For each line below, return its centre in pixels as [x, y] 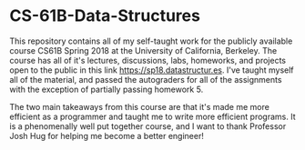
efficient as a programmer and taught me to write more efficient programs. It [152, 116]
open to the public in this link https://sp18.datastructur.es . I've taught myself [152, 70]
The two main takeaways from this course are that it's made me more [140, 106]
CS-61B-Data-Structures [105, 16]
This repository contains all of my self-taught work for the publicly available [151, 41]
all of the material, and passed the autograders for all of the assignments [146, 79]
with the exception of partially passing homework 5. [107, 89]
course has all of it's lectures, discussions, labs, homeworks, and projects [148, 60]
